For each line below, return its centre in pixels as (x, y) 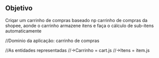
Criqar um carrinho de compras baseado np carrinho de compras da (76, 20)
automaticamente (23, 31)
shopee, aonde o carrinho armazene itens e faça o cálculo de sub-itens (79, 25)
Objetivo (19, 8)
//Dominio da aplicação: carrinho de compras (52, 40)
